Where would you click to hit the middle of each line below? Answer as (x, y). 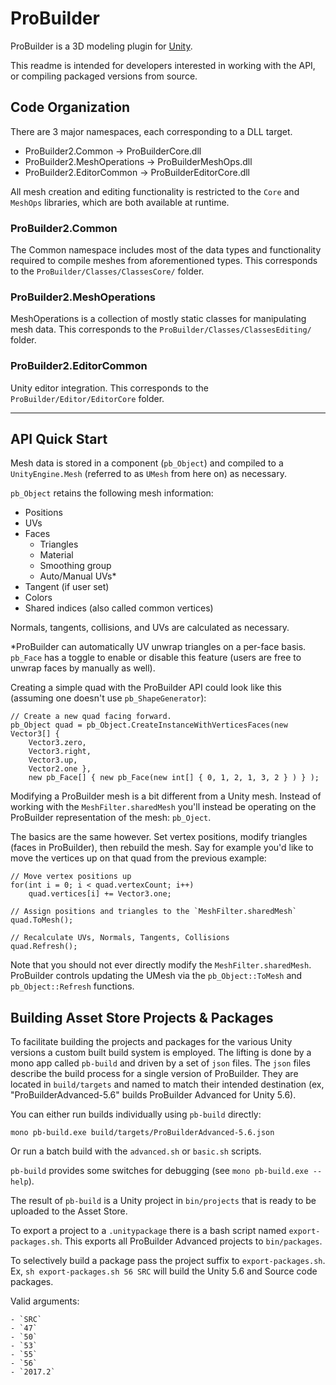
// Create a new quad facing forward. (91, 717)
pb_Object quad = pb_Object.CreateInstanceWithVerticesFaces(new (149, 725)
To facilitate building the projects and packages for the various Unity (151, 1042)
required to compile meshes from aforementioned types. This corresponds (164, 261)
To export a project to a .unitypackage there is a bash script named (148, 1231)
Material (56, 555)
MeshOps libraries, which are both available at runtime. (120, 202)
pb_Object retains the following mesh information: (112, 493)
